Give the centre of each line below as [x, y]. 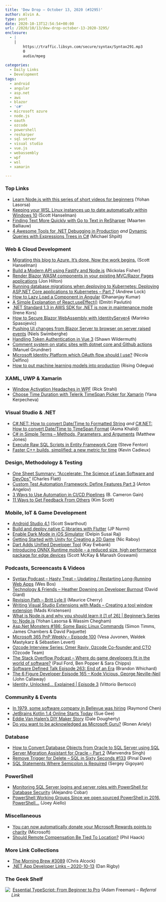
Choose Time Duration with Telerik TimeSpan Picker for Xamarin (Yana [84, 394]
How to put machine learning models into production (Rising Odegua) [83, 365]
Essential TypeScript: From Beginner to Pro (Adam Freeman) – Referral [84, 890]
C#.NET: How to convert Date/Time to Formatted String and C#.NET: [82, 423]
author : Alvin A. [23, 14]
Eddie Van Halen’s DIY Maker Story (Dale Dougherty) [66, 719]
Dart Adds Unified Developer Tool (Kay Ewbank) [61, 545]
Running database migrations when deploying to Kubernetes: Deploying [86, 286]
